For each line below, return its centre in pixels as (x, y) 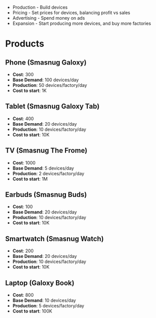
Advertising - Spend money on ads (49, 18)
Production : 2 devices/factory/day (48, 173)
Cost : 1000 (24, 163)
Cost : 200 (23, 251)
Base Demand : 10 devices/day (44, 300)
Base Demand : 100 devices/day (46, 80)
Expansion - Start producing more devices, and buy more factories (82, 23)
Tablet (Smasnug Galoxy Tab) (52, 106)
